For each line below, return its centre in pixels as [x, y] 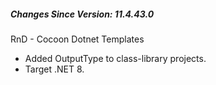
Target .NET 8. [54, 69]
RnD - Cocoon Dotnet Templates [77, 39]
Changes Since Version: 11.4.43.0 [82, 14]
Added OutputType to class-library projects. [115, 58]
